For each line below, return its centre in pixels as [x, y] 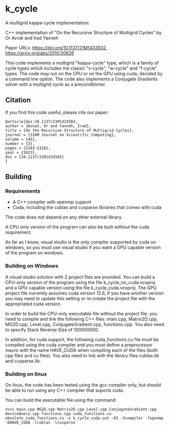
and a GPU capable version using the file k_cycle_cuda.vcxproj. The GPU [81, 288]
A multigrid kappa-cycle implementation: [47, 23]
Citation [18, 100]
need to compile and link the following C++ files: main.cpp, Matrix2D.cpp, [81, 319]
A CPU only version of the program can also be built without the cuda [77, 227]
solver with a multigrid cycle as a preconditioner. [56, 84]
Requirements [23, 191]
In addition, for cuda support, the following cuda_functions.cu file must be [82, 339]
